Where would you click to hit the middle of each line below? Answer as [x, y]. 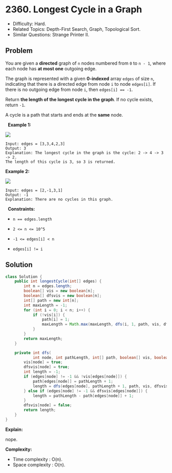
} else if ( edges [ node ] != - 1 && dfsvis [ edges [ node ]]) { [86, 391]
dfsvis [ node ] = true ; [47, 367]
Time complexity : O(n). [37, 459]
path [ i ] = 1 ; [56, 319]
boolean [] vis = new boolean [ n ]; [59, 291]
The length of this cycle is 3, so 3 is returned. [60, 162]
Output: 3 [16, 148]
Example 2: [17, 171]
